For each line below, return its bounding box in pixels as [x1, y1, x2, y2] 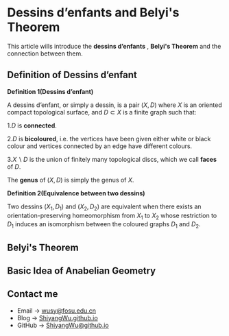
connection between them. [7, 49, 84, 58]
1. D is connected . [7, 121, 57, 130]
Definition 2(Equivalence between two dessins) [7, 189, 145, 197]
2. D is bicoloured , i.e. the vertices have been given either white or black [7, 134, 211, 143]
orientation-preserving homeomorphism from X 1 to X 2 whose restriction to [7, 211, 217, 221]
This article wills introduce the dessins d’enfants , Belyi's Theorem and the [7, 42, 221, 50]
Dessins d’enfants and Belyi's [7, 5, 180, 21]
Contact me [7, 288, 58, 300]
